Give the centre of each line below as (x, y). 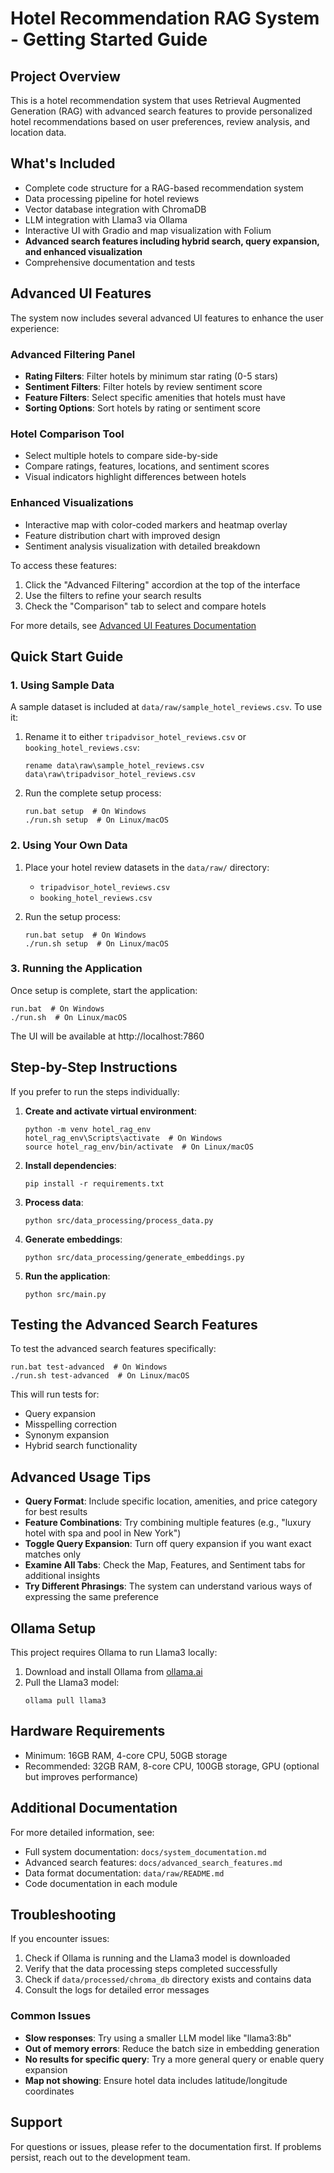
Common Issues (51, 2016)
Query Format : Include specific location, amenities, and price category (171, 1501)
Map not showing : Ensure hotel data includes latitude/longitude (156, 2080)
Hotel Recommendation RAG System (165, 18)
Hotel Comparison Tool (67, 434)
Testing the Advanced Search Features (134, 1325)
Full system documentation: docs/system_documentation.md (145, 1851)
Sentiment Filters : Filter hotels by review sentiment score (143, 386)
